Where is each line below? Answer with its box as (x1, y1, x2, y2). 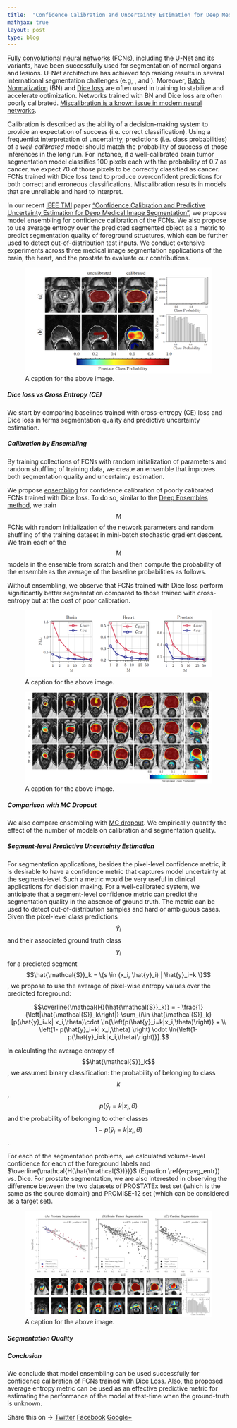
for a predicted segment (7, 960, 78, 968)
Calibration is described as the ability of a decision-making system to (7, 120, 209, 128)
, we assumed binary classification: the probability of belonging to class (7, 1069, 216, 1077)
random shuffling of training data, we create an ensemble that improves (7, 464, 216, 473)
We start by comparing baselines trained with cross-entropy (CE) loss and (7, 408, 223, 416)
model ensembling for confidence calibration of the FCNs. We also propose (7, 216, 227, 225)
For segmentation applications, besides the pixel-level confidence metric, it (7, 859, 226, 868)
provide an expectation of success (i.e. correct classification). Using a (7, 128, 211, 136)
